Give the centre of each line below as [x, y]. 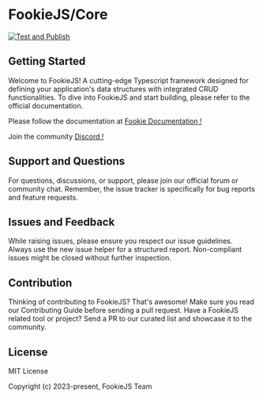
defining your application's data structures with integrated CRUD [113, 89]
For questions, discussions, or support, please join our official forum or [124, 180]
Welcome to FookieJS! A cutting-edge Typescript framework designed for [128, 80]
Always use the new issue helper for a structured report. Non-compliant [125, 249]
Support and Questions [67, 161]
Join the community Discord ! [56, 136]
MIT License [28, 371]
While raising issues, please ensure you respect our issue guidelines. [120, 241]
